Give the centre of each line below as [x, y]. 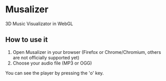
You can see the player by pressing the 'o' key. [55, 73]
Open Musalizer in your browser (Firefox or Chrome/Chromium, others [87, 52]
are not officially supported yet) [46, 57]
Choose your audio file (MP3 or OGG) [52, 63]
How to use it [27, 40]
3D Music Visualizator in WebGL [39, 24]
